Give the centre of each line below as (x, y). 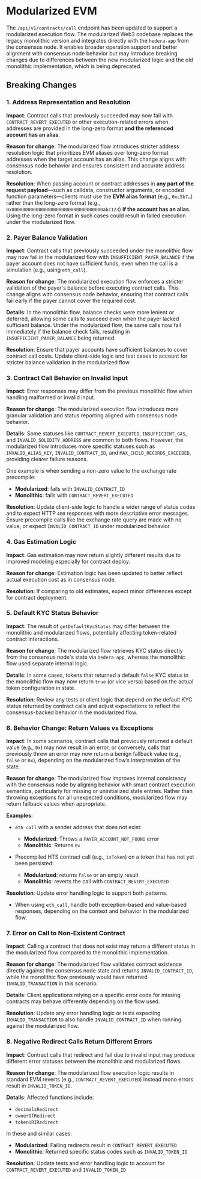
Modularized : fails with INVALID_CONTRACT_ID (70, 489)
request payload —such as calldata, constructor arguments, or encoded (95, 190)
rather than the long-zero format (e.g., (53, 202)
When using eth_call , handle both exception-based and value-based (101, 905)
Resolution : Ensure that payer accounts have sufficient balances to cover (97, 349)
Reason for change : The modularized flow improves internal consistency (97, 779)
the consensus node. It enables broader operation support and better (92, 47)
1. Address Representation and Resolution (68, 102)
